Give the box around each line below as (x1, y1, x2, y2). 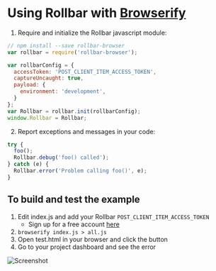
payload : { (13, 82, 46, 89)
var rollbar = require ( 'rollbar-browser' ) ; (7, 48, 138, 56)
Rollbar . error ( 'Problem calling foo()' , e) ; (13, 167, 147, 175)
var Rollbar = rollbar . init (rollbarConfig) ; (7, 108, 141, 115)
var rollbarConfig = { (7, 62, 74, 69)
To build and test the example (7, 194, 140, 206)
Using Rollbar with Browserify (7, 5, 186, 21)
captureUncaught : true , (13, 74, 84, 82)
